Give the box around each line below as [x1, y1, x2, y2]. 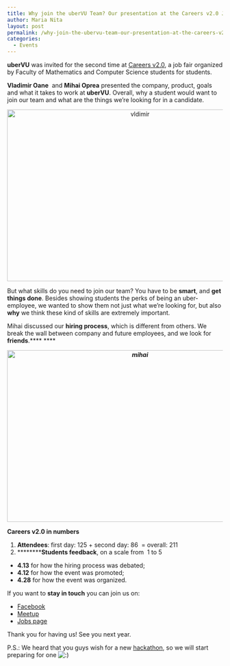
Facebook [16, 602, 46, 610]
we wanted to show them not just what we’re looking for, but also [38, 301, 221, 309]
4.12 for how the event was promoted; [16, 569, 125, 576]
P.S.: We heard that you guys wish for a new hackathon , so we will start [7, 643, 209, 652]
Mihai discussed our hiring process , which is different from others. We [7, 322, 207, 330]
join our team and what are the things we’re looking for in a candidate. [7, 96, 204, 103]
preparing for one [7, 651, 57, 658]
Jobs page [16, 617, 48, 625]
